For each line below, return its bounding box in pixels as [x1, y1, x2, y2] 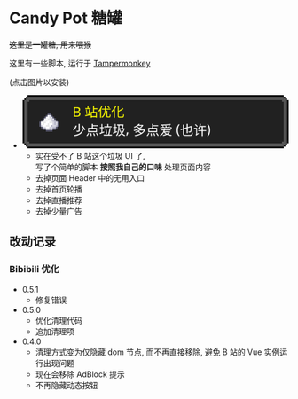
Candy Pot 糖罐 [9, 8, 122, 28]
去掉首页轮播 [35, 184, 82, 194]
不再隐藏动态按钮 [35, 379, 98, 390]
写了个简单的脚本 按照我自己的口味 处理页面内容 [35, 161, 211, 172]
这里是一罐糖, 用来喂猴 [9, 39, 91, 50]
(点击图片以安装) [9, 76, 70, 87]
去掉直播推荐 [35, 194, 82, 205]
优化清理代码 [35, 315, 82, 325]
